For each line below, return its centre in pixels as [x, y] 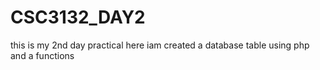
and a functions [42, 55]
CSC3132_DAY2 [78, 17]
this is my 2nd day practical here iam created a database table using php [160, 45]
